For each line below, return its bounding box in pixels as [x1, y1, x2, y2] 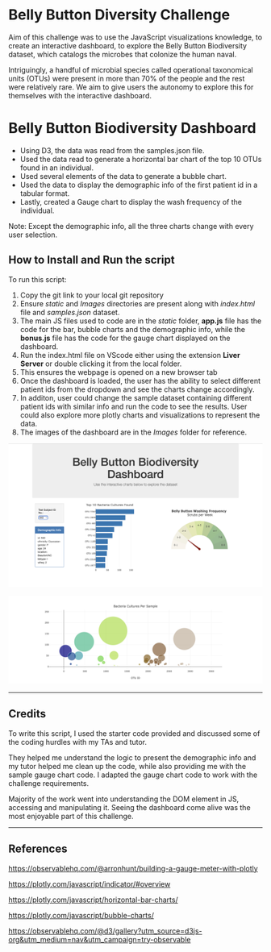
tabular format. [19, 188, 70, 198]
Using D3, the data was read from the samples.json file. [19, 145, 205, 155]
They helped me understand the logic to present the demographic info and [8, 752, 256, 763]
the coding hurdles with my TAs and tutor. [8, 737, 148, 746]
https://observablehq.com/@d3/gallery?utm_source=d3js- [8, 925, 203, 936]
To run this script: [8, 274, 67, 284]
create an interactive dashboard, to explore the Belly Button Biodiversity [8, 40, 248, 50]
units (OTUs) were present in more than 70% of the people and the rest [8, 73, 245, 83]
